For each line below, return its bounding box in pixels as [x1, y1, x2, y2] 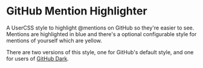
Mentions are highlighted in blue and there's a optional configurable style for [6, 30, 197, 37]
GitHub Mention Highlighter [6, 4, 147, 18]
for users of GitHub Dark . [6, 55, 69, 62]
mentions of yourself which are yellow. [6, 37, 103, 44]
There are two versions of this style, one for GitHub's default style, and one [6, 48, 194, 55]
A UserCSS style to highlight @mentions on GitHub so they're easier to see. [6, 24, 195, 31]
